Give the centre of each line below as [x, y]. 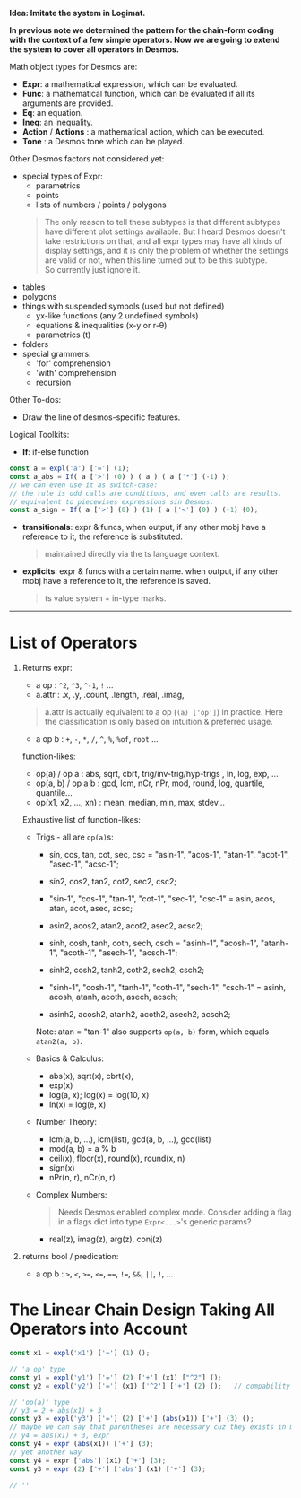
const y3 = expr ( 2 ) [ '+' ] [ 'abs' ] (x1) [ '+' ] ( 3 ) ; [107, 1469]
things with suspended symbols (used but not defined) [123, 306]
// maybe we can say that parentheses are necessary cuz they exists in [148, 1427]
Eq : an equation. [52, 113]
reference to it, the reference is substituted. [103, 536]
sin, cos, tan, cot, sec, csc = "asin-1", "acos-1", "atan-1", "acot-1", [169, 855]
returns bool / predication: [70, 1257]
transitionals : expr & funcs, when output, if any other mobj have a [144, 527]
